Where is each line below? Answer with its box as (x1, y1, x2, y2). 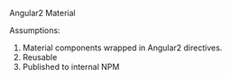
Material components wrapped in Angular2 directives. (22, 42, 223, 53)
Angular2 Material (9, 8, 76, 18)
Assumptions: (9, 25, 60, 35)
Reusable (22, 52, 58, 62)
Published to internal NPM (22, 62, 120, 72)
